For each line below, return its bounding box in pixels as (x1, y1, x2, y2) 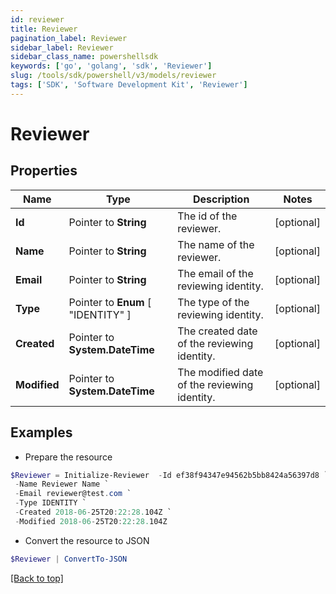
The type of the (177, 295, 250, 309)
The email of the (177, 266, 254, 280)
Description (192, 192, 250, 206)
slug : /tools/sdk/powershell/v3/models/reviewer (10, 71, 217, 81)
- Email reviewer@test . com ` (14, 489, 132, 499)
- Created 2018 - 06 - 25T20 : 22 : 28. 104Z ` (14, 507, 172, 518)
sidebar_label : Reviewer (10, 42, 114, 53)
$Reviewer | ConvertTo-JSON (10, 554, 128, 564)
